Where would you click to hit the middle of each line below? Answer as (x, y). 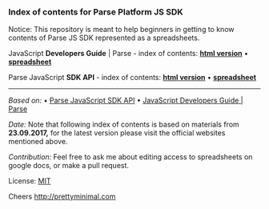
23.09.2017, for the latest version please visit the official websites (117, 133)
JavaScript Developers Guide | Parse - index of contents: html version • (128, 54)
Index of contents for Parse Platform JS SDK (96, 12)
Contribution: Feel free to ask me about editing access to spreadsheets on (130, 157)
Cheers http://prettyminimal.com (62, 197)
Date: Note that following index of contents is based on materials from (124, 125)
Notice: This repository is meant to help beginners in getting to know (121, 30)
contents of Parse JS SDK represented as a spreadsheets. (104, 38)
